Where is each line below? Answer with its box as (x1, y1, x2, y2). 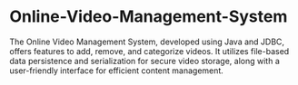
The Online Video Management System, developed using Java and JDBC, (9, 36, 284, 47)
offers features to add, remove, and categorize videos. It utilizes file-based (9, 45, 290, 56)
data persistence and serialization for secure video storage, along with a (9, 55, 280, 66)
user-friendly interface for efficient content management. (9, 65, 224, 76)
